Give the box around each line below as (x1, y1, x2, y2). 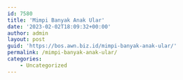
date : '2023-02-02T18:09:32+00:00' (7, 23, 111, 30)
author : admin (7, 29, 49, 37)
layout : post (7, 36, 46, 43)
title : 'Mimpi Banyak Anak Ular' (7, 17, 105, 24)
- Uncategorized (20, 62, 68, 69)
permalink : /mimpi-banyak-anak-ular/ (7, 49, 118, 56)
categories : (7, 56, 42, 63)
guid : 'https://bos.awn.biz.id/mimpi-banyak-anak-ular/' (7, 42, 177, 49)
